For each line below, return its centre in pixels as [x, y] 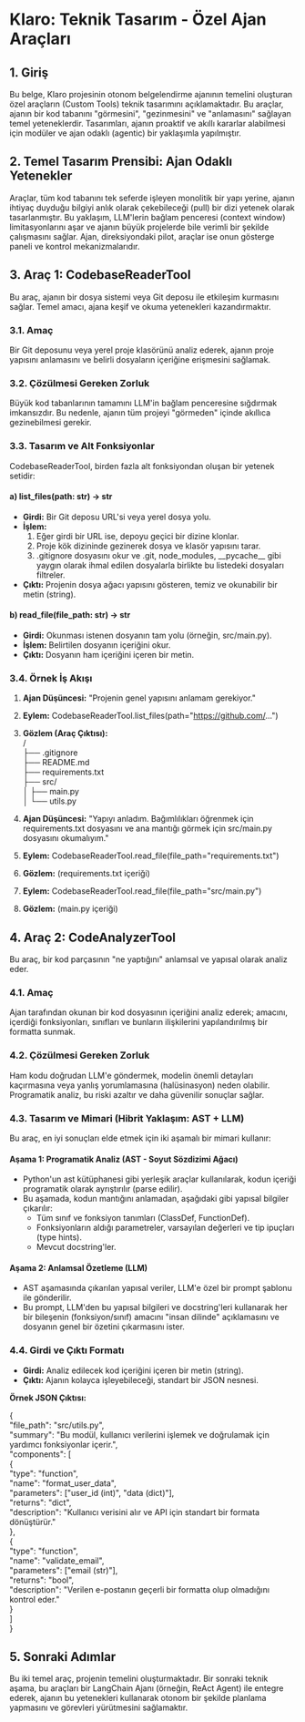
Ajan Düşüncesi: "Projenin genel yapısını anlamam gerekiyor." [139, 698]
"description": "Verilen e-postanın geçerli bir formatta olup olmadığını [140, 1589]
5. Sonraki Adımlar [63, 1657]
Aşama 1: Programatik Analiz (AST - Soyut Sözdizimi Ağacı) [124, 1159]
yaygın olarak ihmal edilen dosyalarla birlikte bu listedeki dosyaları [160, 565]
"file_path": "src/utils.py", [57, 1425]
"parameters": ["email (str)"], [64, 1570]
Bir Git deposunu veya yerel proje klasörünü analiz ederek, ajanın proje [142, 350]
